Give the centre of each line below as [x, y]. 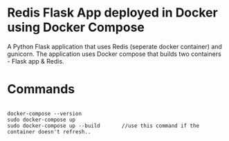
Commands [41, 90]
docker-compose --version [44, 113]
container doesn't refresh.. [49, 132]
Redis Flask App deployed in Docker [112, 13]
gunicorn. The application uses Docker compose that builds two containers [114, 54]
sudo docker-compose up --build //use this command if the [103, 126]
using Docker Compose [76, 27]
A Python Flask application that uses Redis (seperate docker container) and [115, 46]
